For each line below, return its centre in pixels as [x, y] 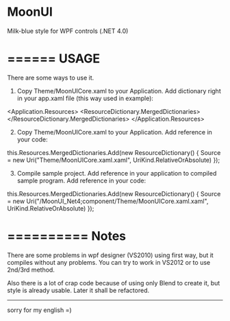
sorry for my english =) [39, 310]
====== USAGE [54, 59]
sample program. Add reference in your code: [81, 180]
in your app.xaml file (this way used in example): [85, 98]
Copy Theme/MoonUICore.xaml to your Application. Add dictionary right [119, 91]
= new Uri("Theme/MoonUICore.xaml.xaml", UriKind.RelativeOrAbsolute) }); [114, 160]
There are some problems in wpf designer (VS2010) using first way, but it [110, 255]
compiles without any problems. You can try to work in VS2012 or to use [109, 262]
